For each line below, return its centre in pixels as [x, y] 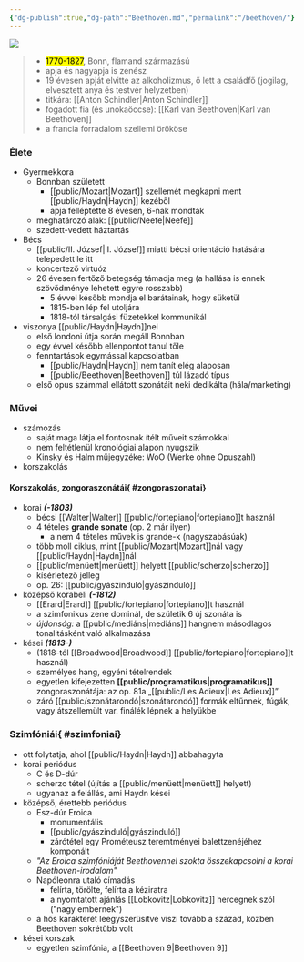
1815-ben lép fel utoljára [95, 307]
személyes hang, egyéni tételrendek [104, 672]
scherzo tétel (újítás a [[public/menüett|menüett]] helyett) [144, 783]
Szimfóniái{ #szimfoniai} [66, 734]
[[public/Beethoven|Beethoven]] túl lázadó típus [140, 375]
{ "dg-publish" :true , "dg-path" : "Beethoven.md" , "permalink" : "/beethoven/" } [152, 18]
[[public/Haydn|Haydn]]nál [86, 556]
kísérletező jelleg [68, 575]
